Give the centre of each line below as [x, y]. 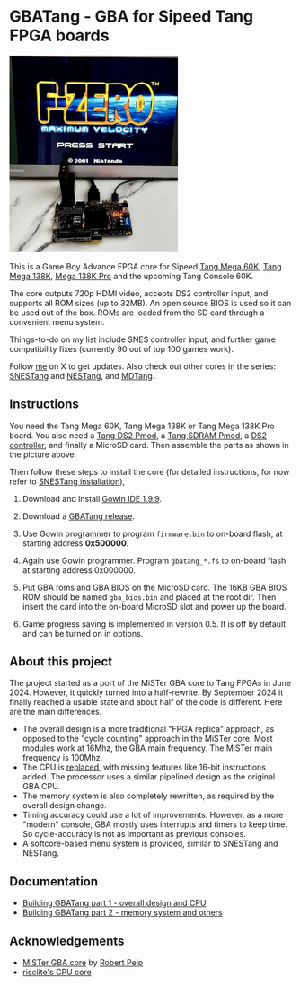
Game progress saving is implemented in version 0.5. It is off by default [154, 624]
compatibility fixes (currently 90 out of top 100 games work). [121, 348]
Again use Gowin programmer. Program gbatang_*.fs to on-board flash [154, 560]
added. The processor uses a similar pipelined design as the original [149, 777]
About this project [61, 662]
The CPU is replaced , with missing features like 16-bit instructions [144, 767]
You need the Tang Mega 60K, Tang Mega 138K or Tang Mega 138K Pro [142, 426]
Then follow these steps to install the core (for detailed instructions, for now [150, 471]
